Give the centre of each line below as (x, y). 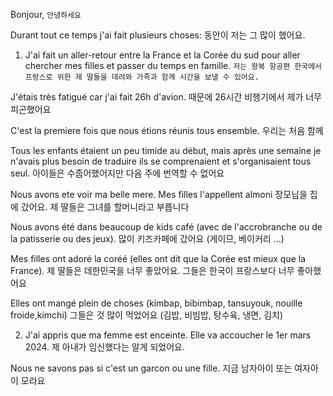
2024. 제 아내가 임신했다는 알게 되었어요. (105, 347)
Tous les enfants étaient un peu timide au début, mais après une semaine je (166, 150)
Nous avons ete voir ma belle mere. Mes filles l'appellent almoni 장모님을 (159, 194)
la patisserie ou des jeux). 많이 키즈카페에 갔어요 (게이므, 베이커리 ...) (147, 238)
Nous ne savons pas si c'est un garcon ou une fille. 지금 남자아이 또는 (151, 368)
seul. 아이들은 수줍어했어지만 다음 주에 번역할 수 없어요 (117, 173)
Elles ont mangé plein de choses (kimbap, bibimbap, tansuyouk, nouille (156, 303)
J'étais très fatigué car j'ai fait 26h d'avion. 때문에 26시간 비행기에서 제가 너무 (166, 97)
